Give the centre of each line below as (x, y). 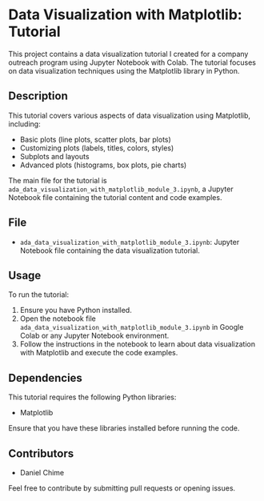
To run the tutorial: (39, 295)
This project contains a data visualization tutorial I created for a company (128, 54)
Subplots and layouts (54, 156)
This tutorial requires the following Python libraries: (92, 397)
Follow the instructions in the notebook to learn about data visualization (138, 344)
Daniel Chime (42, 473)
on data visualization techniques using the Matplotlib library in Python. (124, 70)
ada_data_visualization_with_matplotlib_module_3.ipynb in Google (132, 327)
